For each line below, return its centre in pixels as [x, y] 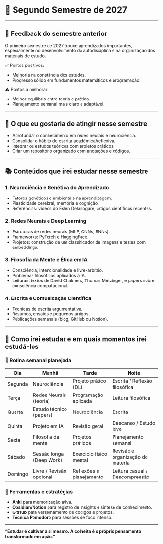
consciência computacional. [40, 285]
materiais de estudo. [25, 56]
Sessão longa [48, 454]
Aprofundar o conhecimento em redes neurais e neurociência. [74, 135]
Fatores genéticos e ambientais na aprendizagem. [62, 198]
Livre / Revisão [50, 471]
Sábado [16, 457]
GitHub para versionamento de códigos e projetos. [63, 512]
